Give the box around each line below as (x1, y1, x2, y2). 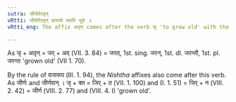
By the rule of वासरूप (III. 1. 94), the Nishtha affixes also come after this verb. (7, 71, 227, 79)
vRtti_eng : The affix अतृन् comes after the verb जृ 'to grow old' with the (7, 23, 229, 30)
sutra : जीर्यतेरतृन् (7, 10, 49, 18)
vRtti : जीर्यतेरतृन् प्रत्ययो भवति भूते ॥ (7, 17, 92, 24)
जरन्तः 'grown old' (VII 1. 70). (7, 57, 87, 65)
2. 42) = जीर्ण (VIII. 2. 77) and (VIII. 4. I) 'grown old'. (7, 87, 151, 95)
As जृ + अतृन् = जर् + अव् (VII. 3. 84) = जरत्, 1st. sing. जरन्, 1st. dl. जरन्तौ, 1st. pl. (7, 49, 221, 57)
